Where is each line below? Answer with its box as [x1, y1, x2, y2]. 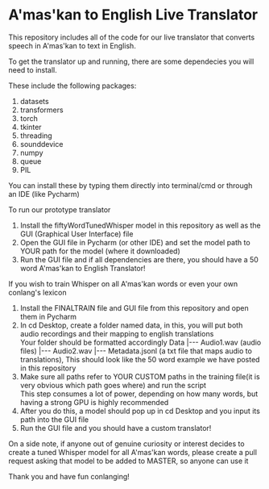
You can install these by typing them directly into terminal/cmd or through [8, 180, 253, 190]
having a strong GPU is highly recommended [19, 397, 169, 407]
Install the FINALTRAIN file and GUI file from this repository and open [19, 303, 249, 312]
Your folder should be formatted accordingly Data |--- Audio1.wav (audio [19, 337, 262, 347]
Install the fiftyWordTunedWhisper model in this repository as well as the [19, 220, 262, 230]
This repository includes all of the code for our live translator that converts [8, 32, 255, 42]
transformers [19, 105, 64, 115]
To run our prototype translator [8, 204, 111, 215]
